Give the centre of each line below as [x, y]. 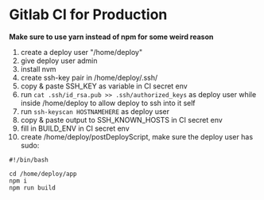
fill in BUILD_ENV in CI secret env [75, 128]
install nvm [38, 69]
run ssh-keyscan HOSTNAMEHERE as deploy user [95, 111]
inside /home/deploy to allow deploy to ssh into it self [108, 103]
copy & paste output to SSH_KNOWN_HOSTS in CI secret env [122, 120]
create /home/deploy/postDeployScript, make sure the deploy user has [137, 136]
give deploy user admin [59, 61]
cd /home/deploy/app [43, 174]
